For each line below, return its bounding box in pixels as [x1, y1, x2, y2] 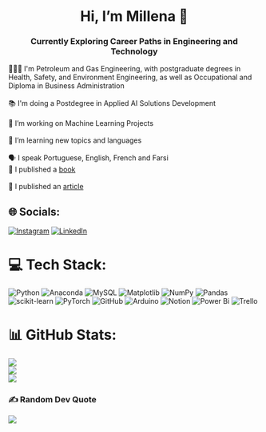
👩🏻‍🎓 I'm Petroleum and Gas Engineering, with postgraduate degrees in [8, 64, 241, 74]
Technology [110, 46, 158, 57]
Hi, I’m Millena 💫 [80, 7, 189, 26]
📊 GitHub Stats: [8, 326, 117, 344]
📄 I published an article [8, 182, 84, 192]
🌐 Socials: [8, 204, 61, 219]
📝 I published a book [8, 164, 76, 175]
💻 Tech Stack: [8, 256, 107, 274]
